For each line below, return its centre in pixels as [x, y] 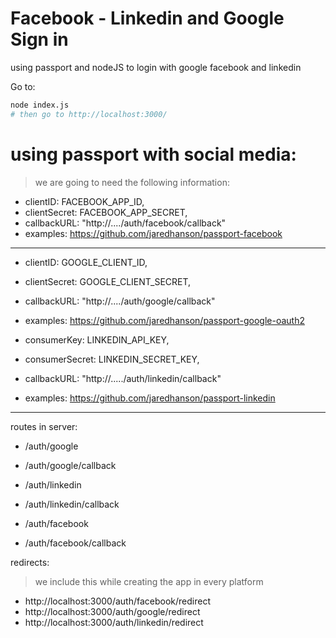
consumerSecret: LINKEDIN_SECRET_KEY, [112, 359]
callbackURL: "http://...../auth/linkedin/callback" [123, 378]
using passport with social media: [153, 154]
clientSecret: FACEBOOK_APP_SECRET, [106, 212]
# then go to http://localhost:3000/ [89, 114]
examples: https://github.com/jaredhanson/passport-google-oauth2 [164, 320]
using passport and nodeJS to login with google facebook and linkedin [156, 67]
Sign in [39, 39]
